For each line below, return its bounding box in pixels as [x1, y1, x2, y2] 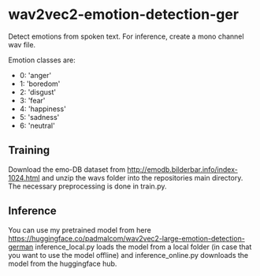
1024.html [8, 173, 40, 182]
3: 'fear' [19, 95, 46, 105]
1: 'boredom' [19, 79, 61, 88]
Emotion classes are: [8, 55, 76, 65]
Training [8, 144, 50, 157]
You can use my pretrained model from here [8, 225, 151, 234]
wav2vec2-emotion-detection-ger [8, 6, 239, 24]
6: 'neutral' [19, 121, 55, 130]
